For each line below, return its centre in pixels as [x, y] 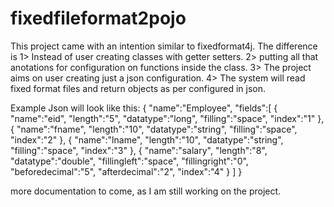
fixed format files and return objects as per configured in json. [138, 88]
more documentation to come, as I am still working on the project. [146, 191]
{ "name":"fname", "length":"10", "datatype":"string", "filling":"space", [154, 129]
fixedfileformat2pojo [98, 18]
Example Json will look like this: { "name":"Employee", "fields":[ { [144, 108]
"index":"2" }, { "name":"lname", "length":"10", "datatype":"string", [147, 139]
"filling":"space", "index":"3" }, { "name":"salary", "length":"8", [139, 150]
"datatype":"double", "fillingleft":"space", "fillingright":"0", [129, 161]
